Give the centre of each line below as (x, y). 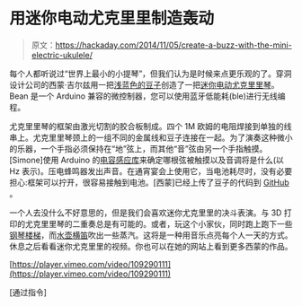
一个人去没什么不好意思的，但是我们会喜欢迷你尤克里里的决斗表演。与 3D (146, 213)
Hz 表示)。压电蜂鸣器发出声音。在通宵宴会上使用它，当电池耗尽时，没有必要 (151, 170)
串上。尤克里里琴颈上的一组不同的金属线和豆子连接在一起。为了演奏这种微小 (151, 137)
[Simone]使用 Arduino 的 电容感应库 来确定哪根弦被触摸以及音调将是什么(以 (147, 160)
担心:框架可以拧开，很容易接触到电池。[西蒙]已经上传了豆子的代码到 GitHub (149, 182)
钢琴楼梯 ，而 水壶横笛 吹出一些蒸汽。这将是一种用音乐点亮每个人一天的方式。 (151, 235)
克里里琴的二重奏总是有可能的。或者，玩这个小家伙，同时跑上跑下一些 (163, 223)
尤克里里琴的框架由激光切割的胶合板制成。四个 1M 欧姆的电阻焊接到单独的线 (151, 126)
